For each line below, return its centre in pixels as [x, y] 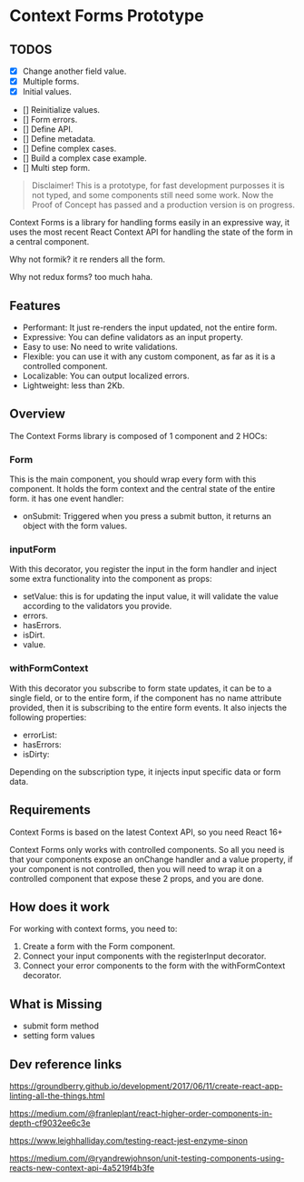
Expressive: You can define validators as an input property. [132, 337]
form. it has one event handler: [67, 499]
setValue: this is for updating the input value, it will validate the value [150, 596]
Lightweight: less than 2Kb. [74, 386]
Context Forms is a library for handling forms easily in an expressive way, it [150, 223]
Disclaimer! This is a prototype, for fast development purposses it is [158, 185]
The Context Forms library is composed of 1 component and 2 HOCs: [138, 436]
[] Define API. [48, 129]
